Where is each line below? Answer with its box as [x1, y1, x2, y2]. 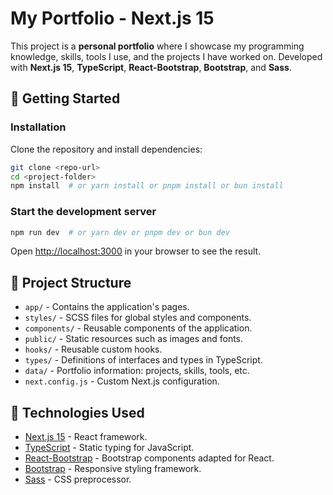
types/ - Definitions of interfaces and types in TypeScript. [24, 354, 263, 366]
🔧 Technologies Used [10, 404, 145, 421]
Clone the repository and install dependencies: [10, 143, 203, 155]
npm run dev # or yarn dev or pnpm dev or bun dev [10, 227, 230, 237]
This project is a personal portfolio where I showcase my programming [10, 40, 305, 52]
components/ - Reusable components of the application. [24, 322, 253, 334]
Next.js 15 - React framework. [24, 431, 148, 443]
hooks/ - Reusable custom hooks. [24, 343, 163, 356]
